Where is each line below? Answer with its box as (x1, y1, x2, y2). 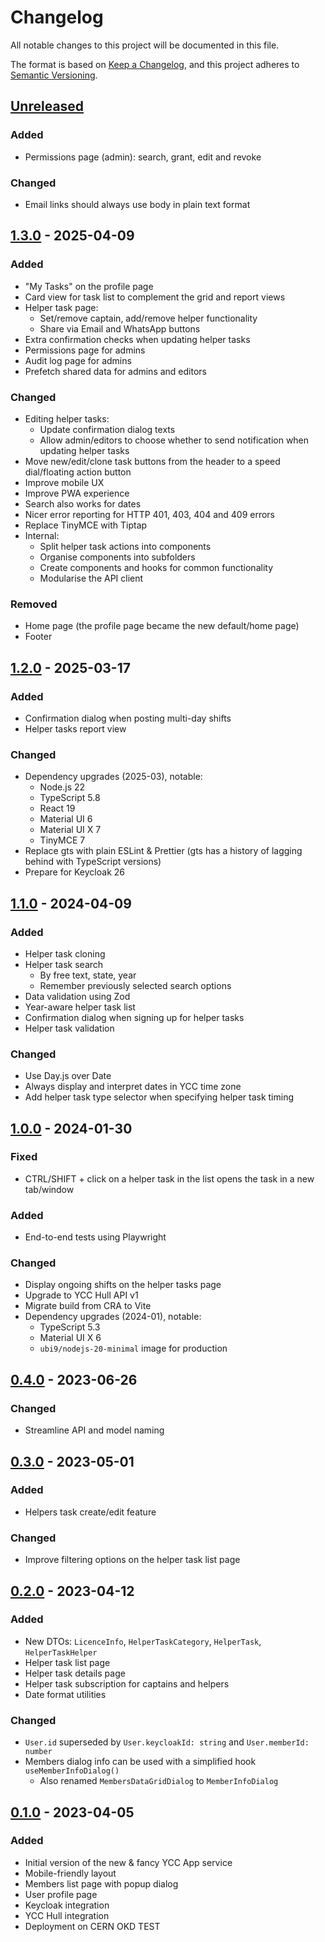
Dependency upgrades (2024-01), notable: (24, 1311, 202, 1323)
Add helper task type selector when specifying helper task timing (24, 1091, 295, 1103)
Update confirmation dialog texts (39, 423, 176, 435)
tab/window (24, 1183, 75, 1195)
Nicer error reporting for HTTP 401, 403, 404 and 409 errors (24, 508, 276, 520)
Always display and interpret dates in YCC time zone (24, 1081, 242, 1093)
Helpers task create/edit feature (24, 1506, 157, 1518)
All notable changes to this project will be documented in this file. (10, 39, 280, 51)
